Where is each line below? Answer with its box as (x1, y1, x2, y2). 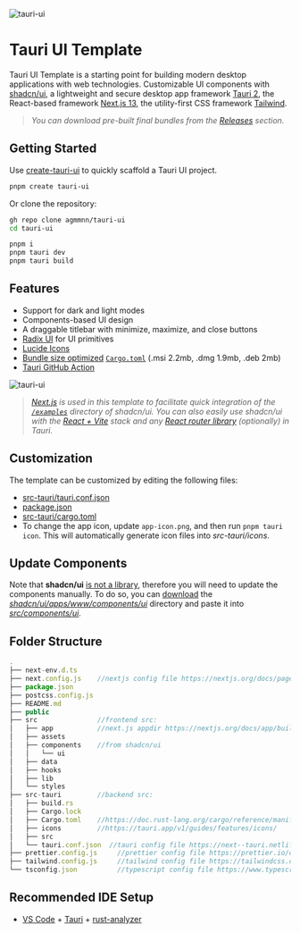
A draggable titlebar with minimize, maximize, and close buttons (21, 324, 258, 334)
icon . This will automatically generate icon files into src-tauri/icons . (21, 530, 271, 541)
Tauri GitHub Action (21, 362, 96, 373)
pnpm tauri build (9, 256, 74, 265)
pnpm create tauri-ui (9, 181, 90, 191)
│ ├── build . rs (9, 799, 74, 808)
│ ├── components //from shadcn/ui (9, 741, 162, 750)
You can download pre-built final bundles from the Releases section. (30, 114, 285, 125)
